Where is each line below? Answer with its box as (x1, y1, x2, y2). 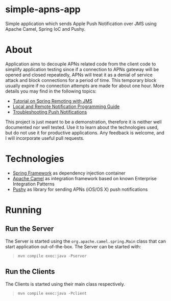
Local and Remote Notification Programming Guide (12, 103, 120, 110)
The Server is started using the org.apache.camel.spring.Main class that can (5, 238, 166, 244)
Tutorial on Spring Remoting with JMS (12, 98, 93, 104)
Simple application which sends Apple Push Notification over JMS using (5, 20, 157, 27)
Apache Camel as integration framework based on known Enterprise (12, 175, 157, 181)
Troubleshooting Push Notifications (12, 109, 87, 115)
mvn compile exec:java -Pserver (17, 253, 87, 259)
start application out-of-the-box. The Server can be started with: (5, 243, 141, 249)
